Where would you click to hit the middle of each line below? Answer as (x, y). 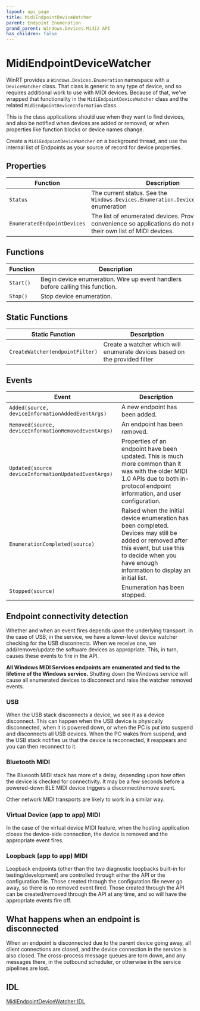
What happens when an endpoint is (73, 919)
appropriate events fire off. (39, 901)
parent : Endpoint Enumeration (44, 23)
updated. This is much (152, 456)
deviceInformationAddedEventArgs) (58, 414)
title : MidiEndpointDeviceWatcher (49, 17)
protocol (133, 486)
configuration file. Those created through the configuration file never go (94, 882)
